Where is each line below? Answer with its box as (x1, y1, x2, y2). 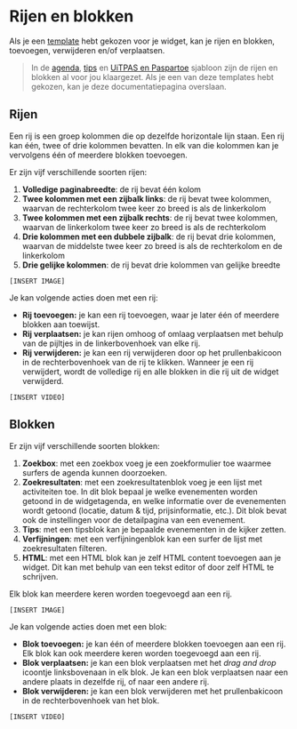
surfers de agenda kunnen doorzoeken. (21, 467, 167, 477)
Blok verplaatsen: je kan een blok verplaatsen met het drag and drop (21, 657, 277, 668)
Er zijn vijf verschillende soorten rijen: (9, 166, 148, 177)
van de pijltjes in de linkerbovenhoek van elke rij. (21, 338, 201, 348)
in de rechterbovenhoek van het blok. (21, 695, 160, 706)
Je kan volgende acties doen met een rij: (9, 292, 158, 303)
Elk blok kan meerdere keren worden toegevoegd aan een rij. (9, 589, 233, 599)
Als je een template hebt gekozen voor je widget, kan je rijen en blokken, (9, 36, 276, 46)
